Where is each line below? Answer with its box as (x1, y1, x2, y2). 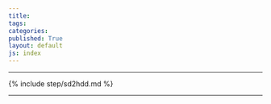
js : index (8, 49, 42, 57)
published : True (8, 34, 63, 43)
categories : (8, 27, 48, 35)
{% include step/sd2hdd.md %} (8, 79, 114, 89)
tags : (8, 19, 27, 27)
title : (8, 11, 31, 20)
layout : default (8, 42, 63, 50)
